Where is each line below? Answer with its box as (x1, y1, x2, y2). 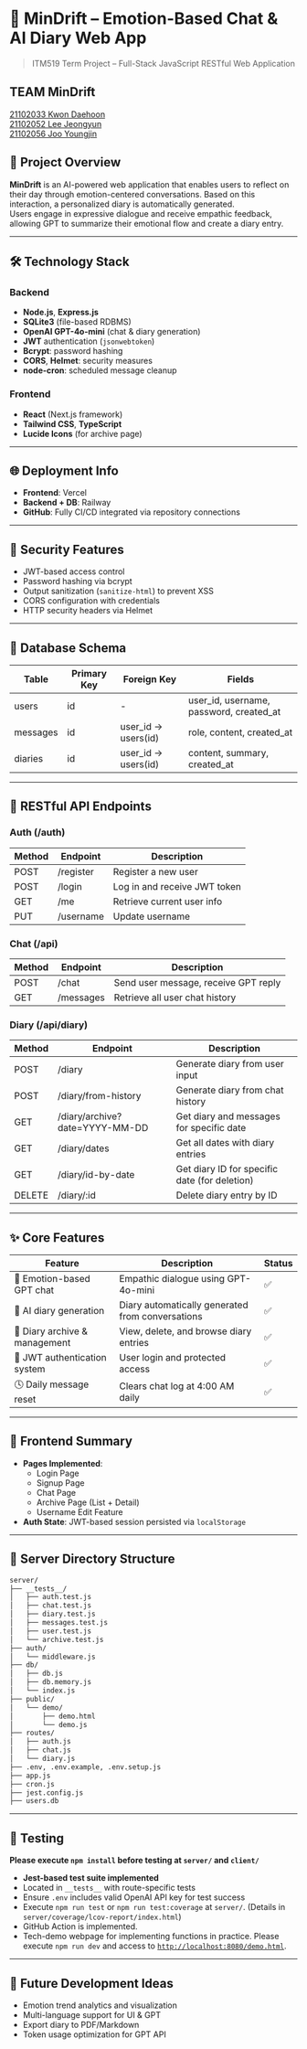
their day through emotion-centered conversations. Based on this (9, 188, 256, 199)
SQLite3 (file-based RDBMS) (22, 316, 132, 327)
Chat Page (36, 1487, 77, 1498)
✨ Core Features (9, 1230, 105, 1245)
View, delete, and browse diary (118, 1325, 252, 1338)
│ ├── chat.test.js (9, 1601, 92, 1610)
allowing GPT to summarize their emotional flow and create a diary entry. (9, 218, 284, 229)
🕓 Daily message (14, 1378, 90, 1391)
